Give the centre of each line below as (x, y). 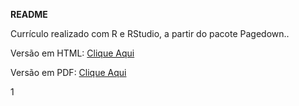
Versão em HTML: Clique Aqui (72, 53)
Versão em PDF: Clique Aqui (68, 72)
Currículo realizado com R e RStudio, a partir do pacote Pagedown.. (150, 33)
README (29, 14)
